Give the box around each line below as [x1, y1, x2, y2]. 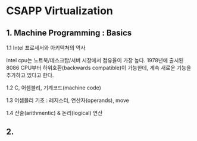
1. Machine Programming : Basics [6, 28, 132, 38]
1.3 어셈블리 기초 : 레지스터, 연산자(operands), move [6, 97, 130, 104]
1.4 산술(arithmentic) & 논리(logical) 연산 [6, 110, 103, 116]
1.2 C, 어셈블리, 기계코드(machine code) [6, 84, 101, 91]
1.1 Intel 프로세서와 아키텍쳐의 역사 [6, 44, 86, 51]
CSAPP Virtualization [6, 4, 113, 18]
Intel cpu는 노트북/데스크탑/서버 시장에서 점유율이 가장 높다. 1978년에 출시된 [6, 57, 184, 63]
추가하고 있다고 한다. [6, 72, 54, 78]
